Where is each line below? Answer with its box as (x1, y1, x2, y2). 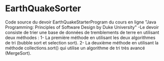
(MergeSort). (5, 50, 32, 56)
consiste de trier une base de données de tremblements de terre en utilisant (5, 29, 160, 35)
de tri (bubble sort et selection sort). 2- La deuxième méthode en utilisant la (5, 40, 159, 45)
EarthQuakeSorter (5, 3, 81, 14)
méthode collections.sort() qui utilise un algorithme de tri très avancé (5, 45, 145, 51)
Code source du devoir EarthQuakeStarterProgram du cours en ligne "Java (5, 19, 157, 25)
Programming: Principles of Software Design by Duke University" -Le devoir (5, 24, 159, 30)
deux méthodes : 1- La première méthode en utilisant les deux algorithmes (5, 35, 156, 41)
